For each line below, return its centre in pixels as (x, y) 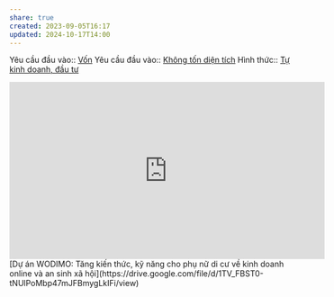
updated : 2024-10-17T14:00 (60, 34)
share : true (32, 18)
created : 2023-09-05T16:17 (60, 26)
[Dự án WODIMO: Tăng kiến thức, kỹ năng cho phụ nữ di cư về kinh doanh (147, 264)
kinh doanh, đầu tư (44, 69)
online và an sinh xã (46, 274)
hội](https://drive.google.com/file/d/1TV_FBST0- (174, 274)
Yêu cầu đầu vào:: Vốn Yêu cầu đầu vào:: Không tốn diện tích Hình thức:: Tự (149, 60)
